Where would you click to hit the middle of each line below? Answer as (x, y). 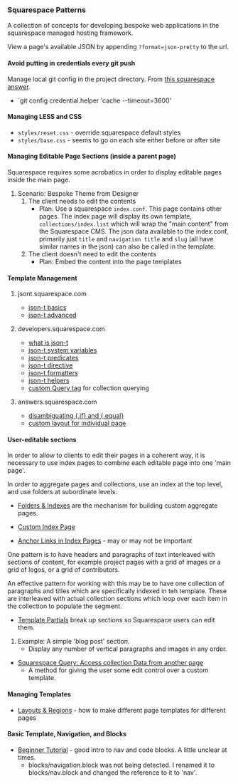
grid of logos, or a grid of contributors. (64, 570)
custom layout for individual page (77, 423)
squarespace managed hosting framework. (70, 33)
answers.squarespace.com (57, 402)
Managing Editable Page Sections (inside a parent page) (92, 156)
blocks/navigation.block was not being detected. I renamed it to (121, 765)
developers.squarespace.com (61, 329)
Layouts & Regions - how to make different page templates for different (121, 710)
